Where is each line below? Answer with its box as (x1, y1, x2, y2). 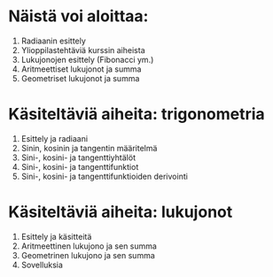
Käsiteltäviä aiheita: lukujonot (8, 202, 233, 222)
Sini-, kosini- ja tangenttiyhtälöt (20, 152, 136, 163)
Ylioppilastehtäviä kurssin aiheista (20, 44, 145, 55)
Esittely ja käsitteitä (20, 231, 92, 242)
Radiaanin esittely (20, 35, 86, 46)
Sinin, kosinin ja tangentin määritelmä (20, 142, 158, 153)
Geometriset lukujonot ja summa (20, 73, 140, 83)
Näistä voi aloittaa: (8, 6, 149, 27)
